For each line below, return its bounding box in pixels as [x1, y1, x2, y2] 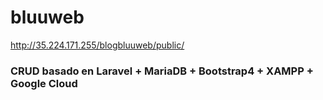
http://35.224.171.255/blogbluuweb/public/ [10, 39, 185, 51]
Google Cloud [10, 76, 78, 90]
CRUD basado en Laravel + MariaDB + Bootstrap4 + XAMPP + [10, 64, 314, 78]
